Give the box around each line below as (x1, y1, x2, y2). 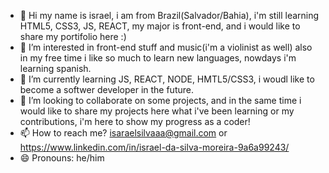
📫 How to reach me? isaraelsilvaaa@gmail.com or (19, 127, 228, 139)
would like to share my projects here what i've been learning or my (19, 105, 295, 117)
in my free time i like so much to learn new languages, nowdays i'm (19, 52, 297, 64)
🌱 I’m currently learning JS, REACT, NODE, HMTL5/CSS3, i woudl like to (19, 73, 315, 85)
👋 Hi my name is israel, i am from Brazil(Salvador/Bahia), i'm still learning (19, 10, 320, 21)
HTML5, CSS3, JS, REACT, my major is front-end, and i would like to (19, 20, 301, 32)
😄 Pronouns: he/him (19, 152, 105, 164)
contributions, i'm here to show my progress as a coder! (19, 116, 251, 127)
